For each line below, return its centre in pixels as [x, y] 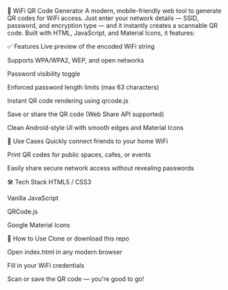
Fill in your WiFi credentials [46, 265]
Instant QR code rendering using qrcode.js [68, 100]
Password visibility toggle [44, 74]
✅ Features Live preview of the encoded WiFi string [81, 46]
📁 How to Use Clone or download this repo [68, 239]
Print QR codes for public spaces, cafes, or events [79, 154]
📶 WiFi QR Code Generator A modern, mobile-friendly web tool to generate [114, 11]
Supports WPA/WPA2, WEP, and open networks [76, 60]
